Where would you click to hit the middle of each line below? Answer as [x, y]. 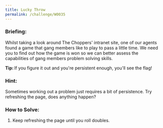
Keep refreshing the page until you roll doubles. [61, 121]
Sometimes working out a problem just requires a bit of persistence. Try [79, 92]
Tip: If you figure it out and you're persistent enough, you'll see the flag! [79, 68]
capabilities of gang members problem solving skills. [59, 58]
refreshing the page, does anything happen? [51, 97]
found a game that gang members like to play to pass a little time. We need [81, 48]
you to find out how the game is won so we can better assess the [72, 53]
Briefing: [16, 32]
